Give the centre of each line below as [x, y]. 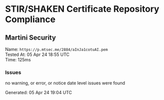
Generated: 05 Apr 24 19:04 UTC [39, 93]
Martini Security [31, 37]
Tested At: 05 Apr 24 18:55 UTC [37, 54]
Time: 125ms [18, 60]
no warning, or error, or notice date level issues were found [65, 83]
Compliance [30, 19]
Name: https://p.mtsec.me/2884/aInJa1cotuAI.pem [57, 49]
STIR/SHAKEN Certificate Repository [82, 9]
